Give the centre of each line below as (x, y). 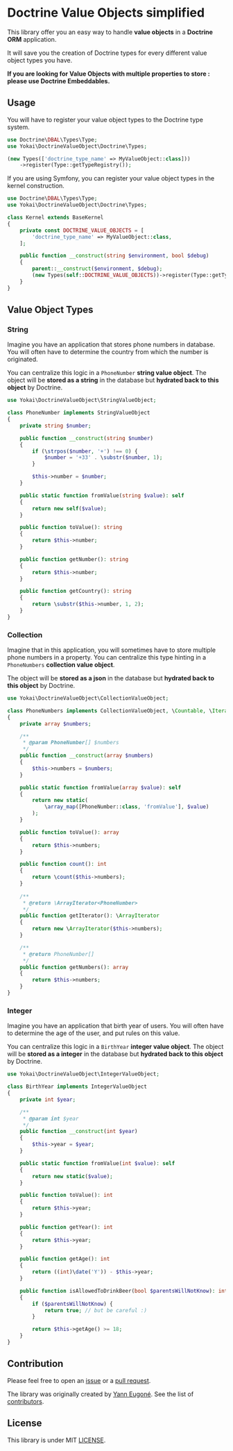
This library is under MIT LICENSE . (57, 1440)
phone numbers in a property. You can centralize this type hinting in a (107, 657)
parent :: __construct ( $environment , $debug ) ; (97, 269)
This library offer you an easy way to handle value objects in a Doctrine (110, 32)
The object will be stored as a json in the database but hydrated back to (111, 678)
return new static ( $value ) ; (72, 1176)
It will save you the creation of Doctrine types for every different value (107, 53)
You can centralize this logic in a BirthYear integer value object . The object (115, 1047)
